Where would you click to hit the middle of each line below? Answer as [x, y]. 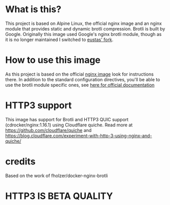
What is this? [33, 9]
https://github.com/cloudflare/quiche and [48, 130]
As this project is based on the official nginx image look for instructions [79, 74]
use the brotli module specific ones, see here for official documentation [80, 85]
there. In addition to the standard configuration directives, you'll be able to [83, 79]
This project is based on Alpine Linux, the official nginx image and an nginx [84, 23]
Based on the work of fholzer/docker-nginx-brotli [57, 176]
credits [20, 161]
